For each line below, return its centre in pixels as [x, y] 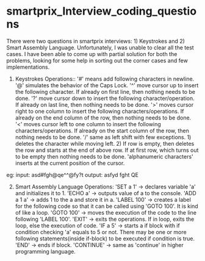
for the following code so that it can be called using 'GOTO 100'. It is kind [106, 206]
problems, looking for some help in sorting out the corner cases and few [97, 60]
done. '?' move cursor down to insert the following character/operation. [105, 98]
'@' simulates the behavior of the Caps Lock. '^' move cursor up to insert [107, 85]
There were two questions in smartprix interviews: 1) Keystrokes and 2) [95, 41]
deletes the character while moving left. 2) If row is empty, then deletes [105, 143]
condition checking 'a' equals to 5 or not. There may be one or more [101, 232]
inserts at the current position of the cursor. [70, 163]
